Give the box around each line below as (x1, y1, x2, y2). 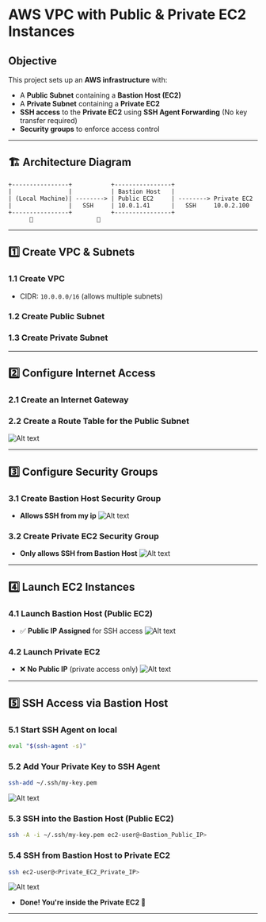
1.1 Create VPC (8, 273, 66, 284)
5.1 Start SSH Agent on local (8, 724, 117, 735)
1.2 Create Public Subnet (8, 311, 105, 322)
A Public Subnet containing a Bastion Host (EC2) (19, 91, 182, 100)
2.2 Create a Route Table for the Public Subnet (8, 415, 190, 426)
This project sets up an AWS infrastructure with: (8, 75, 168, 84)
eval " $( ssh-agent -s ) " (8, 742, 87, 750)
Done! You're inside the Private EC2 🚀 (19, 897, 146, 907)
